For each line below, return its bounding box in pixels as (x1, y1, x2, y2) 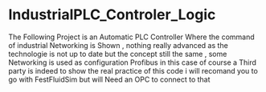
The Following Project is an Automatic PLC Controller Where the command (8, 32, 255, 42)
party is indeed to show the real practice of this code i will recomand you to (8, 66, 259, 75)
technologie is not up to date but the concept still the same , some (8, 49, 227, 58)
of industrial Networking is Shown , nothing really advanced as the (8, 40, 229, 50)
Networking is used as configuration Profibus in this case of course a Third (8, 58, 257, 67)
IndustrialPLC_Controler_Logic (8, 6, 216, 24)
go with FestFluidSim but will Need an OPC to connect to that (8, 74, 211, 84)
